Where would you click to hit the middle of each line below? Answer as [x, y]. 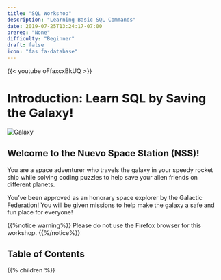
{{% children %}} [31, 270]
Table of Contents [46, 254]
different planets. [31, 184]
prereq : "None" [29, 32]
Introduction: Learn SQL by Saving [107, 99]
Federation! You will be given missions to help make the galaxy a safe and [111, 205]
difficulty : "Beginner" [41, 39]
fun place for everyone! [40, 212]
